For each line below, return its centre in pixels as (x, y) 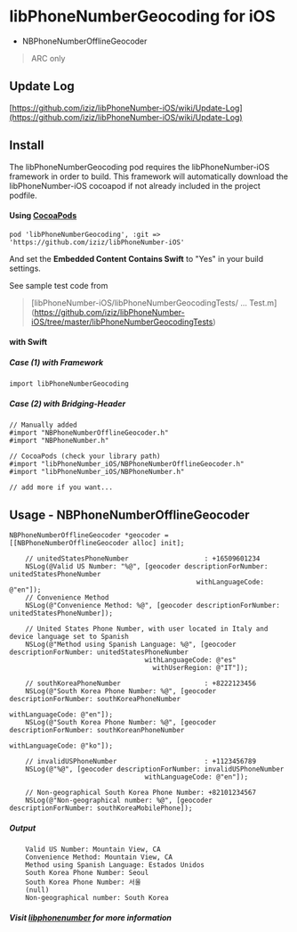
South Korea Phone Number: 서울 (83, 883)
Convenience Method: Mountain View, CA (99, 857)
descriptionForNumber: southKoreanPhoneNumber (97, 731)
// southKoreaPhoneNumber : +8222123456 (140, 683)
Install (27, 146)
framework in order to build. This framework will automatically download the (149, 176)
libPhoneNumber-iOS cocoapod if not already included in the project (135, 185)
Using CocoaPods (43, 216)
